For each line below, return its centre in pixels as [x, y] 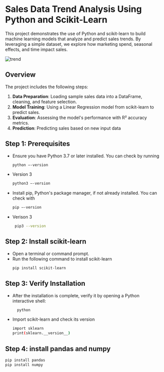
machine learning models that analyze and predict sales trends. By [73, 39]
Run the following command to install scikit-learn [62, 259]
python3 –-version [31, 184]
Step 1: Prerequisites [38, 144]
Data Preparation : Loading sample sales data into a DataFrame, [77, 96]
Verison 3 [22, 217]
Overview [21, 75]
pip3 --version [30, 226]
